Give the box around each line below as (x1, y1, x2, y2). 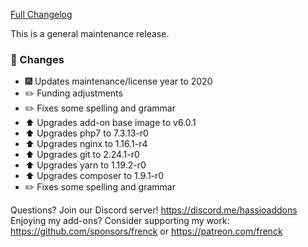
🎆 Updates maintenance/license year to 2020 (24, 75, 213, 88)
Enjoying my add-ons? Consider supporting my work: (10, 215, 230, 227)
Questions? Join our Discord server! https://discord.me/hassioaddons (10, 204, 298, 216)
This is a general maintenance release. (10, 28, 170, 39)
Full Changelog (10, 9, 73, 20)
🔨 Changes (10, 52, 65, 66)
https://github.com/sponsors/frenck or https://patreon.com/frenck (10, 225, 283, 238)
